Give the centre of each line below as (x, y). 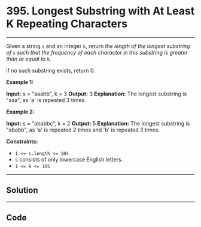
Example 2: (20, 112)
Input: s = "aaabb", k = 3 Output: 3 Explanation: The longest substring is (97, 94)
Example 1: (20, 82)
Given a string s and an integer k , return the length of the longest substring (98, 46)
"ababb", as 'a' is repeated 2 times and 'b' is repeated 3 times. (83, 130)
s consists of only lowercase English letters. (69, 159)
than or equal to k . (29, 59)
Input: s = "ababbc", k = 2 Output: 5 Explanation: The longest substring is (98, 123)
